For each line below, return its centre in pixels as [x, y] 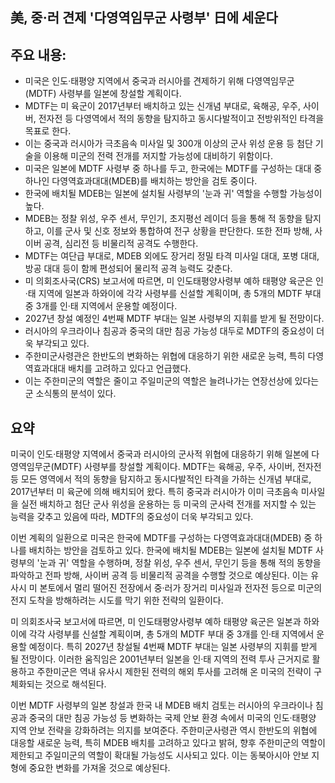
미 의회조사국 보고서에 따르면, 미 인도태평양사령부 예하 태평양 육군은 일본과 [156, 622]
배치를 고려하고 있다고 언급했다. [130, 369]
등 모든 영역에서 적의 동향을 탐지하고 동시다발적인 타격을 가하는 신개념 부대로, [161, 479]
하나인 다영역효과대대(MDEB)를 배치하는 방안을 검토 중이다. [141, 181]
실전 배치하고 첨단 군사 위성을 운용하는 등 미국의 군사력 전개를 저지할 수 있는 [168, 504]
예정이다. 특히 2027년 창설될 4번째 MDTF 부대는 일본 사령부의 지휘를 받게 [173, 647]
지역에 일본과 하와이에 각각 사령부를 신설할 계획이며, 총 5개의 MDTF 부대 [180, 294]
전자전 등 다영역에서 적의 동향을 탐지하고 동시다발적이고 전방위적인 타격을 [181, 119]
